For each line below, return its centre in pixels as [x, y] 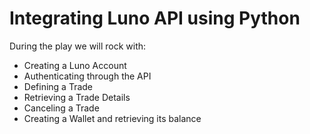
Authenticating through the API [87, 76]
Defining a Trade [58, 86]
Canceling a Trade [61, 108]
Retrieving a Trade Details [77, 97]
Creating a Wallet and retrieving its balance [112, 118]
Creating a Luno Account [75, 65]
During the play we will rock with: [78, 46]
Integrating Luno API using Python [155, 18]
